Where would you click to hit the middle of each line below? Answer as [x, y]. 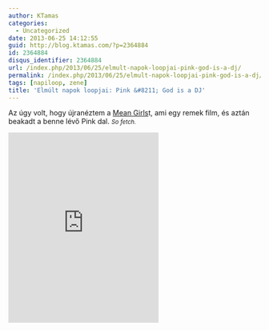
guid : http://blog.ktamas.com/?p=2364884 [78, 46]
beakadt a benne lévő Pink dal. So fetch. [72, 122]
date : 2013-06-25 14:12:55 [53, 38]
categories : [28, 23]
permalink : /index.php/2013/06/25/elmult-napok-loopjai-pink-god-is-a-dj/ [136, 75]
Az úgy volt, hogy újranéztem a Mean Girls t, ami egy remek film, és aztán [129, 113]
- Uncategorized [42, 30]
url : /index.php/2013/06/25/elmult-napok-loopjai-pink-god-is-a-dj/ [125, 68]
